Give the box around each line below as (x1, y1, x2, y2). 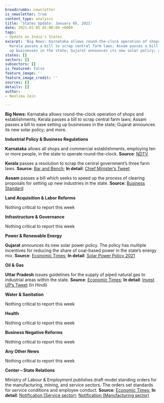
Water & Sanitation (5, 291, 44, 297)
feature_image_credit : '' (5, 75, 58, 80)
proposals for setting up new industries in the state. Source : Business (5, 180, 145, 186)
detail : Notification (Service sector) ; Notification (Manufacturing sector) (5, 392, 150, 399)
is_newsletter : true (5, 12, 47, 17)
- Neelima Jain (5, 93, 36, 98)
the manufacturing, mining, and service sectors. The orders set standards (5, 382, 153, 388)
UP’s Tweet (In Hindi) (5, 282, 47, 288)
